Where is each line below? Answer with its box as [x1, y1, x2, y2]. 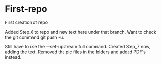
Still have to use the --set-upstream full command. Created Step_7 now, [5, 43, 151, 49]
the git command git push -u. [5, 34, 64, 40]
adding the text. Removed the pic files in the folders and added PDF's [5, 49, 146, 55]
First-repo [5, 3, 48, 15]
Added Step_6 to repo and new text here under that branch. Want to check [5, 29, 156, 35]
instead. [5, 54, 22, 60]
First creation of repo [5, 20, 48, 25]
